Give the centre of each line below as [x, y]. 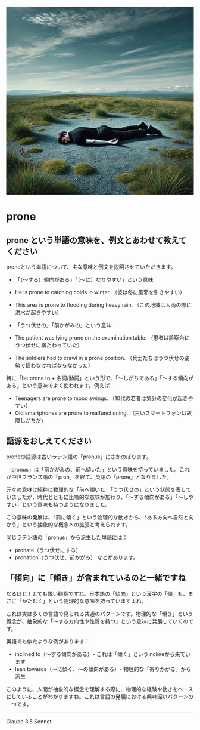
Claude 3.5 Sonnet [29, 721]
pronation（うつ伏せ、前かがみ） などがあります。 [76, 557]
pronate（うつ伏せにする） [48, 550]
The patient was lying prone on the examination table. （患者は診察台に [102, 338]
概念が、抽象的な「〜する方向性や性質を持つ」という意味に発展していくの [97, 621]
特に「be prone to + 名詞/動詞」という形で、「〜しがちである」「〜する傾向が [100, 378]
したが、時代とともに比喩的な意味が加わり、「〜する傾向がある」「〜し [102, 497]
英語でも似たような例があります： [48, 641]
